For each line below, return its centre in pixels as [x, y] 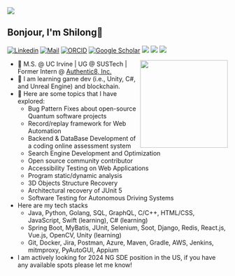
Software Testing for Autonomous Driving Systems [101, 198]
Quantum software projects [67, 116]
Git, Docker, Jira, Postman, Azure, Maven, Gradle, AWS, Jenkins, [121, 242]
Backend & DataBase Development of [82, 138]
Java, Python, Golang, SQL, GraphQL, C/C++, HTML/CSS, [111, 212]
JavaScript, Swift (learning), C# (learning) [88, 220]
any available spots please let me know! [75, 265]
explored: [31, 101]
